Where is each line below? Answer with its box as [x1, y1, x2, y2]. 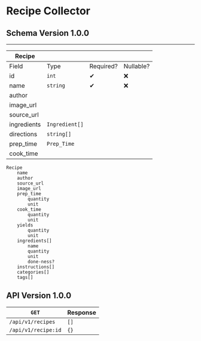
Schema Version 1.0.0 [6, 28, 90, 38]
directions [9, 130, 38, 138]
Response [67, 308, 97, 317]
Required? [89, 62, 118, 70]
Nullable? [123, 62, 150, 70]
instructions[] [17, 264, 55, 270]
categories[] [17, 269, 50, 275]
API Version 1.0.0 [6, 291, 72, 301]
